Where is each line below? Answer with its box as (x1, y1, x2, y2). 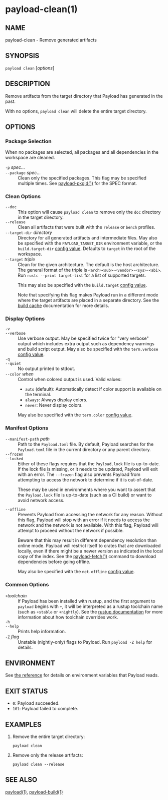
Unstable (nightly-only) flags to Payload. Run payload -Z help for (18, 639, 152, 645)
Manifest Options (5, 424, 49, 432)
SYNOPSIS (5, 51, 40, 60)
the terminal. (25, 391, 52, 397)
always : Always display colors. (25, 397, 88, 403)
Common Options (5, 581, 49, 588)
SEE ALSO (5, 775, 38, 784)
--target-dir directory (5, 229, 53, 235)
